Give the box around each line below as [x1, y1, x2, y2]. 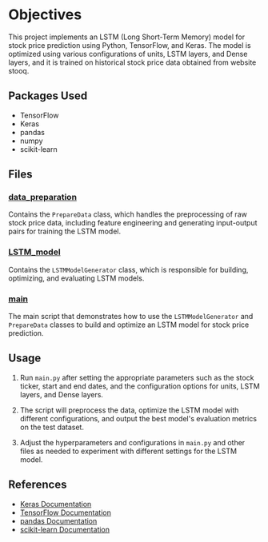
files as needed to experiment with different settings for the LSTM [19, 446, 238, 456]
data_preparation [8, 192, 78, 203]
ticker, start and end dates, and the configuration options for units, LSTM [19, 381, 260, 391]
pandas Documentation [19, 516, 98, 525]
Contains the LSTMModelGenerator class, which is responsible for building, [8, 265, 249, 274]
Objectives [8, 6, 82, 24]
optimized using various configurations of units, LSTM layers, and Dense [8, 49, 248, 58]
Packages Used [8, 90, 88, 103]
